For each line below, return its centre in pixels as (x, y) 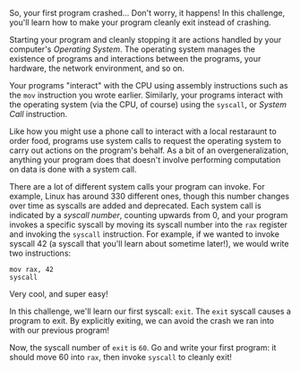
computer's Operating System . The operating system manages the (132, 49)
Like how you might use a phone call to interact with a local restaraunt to (143, 131)
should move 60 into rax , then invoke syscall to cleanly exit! (121, 357)
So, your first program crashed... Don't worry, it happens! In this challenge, (147, 13)
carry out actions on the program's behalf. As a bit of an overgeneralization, (149, 150)
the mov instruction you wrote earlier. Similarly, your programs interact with (146, 95)
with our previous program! (60, 330)
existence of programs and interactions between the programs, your (135, 59)
